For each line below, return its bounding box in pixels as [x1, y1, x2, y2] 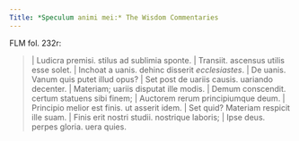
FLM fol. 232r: [9, 37, 62, 48]
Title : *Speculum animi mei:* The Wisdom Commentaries [9, 12, 219, 22]
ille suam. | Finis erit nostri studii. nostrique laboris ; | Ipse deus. [31, 112, 266, 122]
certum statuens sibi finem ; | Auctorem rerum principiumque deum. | [31, 93, 286, 104]
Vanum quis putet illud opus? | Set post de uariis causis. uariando [31, 73, 274, 85]
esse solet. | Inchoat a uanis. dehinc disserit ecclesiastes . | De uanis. [31, 64, 286, 75]
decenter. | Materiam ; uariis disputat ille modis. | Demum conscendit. [31, 83, 286, 94]
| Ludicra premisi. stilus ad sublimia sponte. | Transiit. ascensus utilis [31, 54, 286, 65]
